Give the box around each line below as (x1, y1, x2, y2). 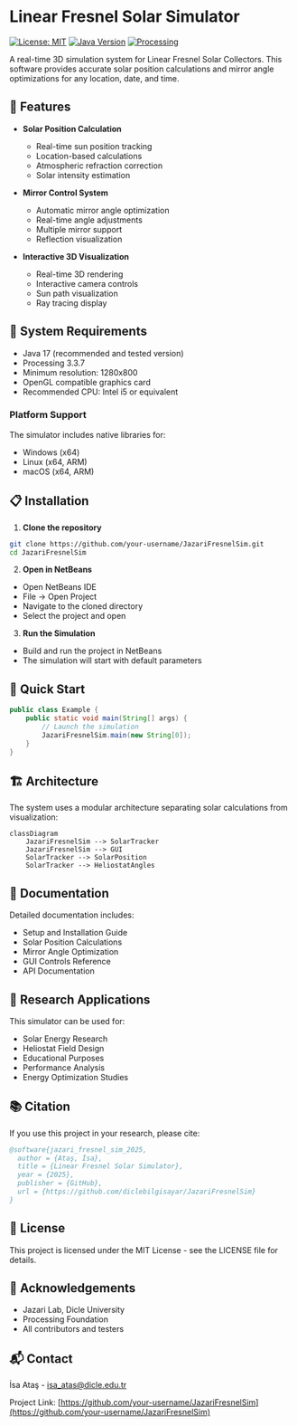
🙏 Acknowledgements (9, 1280, 136, 1296)
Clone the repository (22, 522, 102, 533)
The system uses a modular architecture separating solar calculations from (9, 803, 288, 813)
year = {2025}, (17, 1170, 75, 1180)
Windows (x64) (22, 446, 80, 458)
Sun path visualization (35, 288, 119, 299)
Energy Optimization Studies (22, 1071, 129, 1082)
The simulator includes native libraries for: (9, 429, 166, 440)
